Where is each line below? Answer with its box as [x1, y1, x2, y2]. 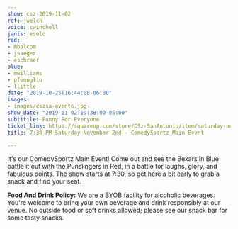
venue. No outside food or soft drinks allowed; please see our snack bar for [7, 206, 228, 215]
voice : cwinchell [7, 23, 59, 30]
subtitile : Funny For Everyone [7, 116, 100, 123]
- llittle [7, 83, 37, 90]
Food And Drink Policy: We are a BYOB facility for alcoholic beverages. [7, 191, 215, 199]
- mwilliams [7, 69, 42, 77]
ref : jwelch [7, 17, 42, 24]
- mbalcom [7, 43, 37, 50]
